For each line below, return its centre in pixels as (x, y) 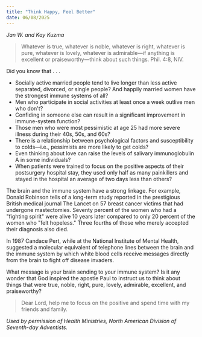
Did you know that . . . (33, 71)
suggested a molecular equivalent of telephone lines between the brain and (100, 247)
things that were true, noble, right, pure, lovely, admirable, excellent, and (96, 284)
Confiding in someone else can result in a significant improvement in (100, 115)
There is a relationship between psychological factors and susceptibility (104, 140)
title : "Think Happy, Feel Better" (51, 12)
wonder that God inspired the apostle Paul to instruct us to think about (93, 278)
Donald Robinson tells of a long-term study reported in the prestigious (93, 197)
